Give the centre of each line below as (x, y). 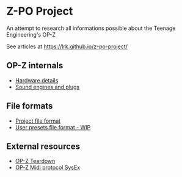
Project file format (38, 121)
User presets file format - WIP (53, 127)
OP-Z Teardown (35, 161)
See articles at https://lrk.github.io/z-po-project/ (67, 46)
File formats (30, 106)
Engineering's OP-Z (31, 34)
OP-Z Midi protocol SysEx (48, 168)
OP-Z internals (35, 66)
